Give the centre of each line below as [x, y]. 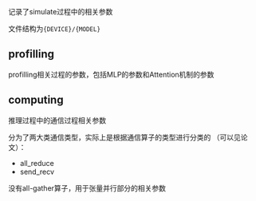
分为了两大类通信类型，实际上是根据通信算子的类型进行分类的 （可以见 [124, 137]
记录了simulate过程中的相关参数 [61, 12]
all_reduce [37, 163]
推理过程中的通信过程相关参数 [57, 120]
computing [36, 100]
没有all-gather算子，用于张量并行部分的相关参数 [87, 188]
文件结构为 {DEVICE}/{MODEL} [55, 29]
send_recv [37, 171]
